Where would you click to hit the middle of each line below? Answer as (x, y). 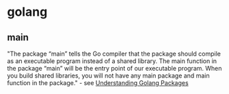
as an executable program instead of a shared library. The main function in (112, 61)
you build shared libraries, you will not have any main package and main (108, 75)
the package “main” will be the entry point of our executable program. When (114, 68)
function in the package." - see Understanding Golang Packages (98, 83)
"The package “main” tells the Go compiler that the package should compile (114, 54)
